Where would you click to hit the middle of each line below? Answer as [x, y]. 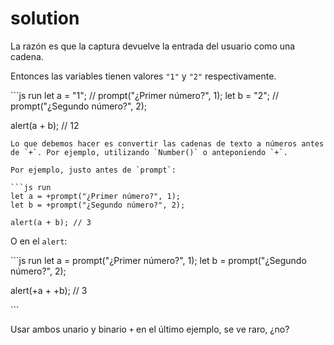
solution [45, 18]
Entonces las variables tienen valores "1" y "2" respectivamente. [143, 76]
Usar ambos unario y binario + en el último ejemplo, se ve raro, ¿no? [150, 329]
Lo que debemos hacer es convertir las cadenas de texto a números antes [167, 143]
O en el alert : [39, 241]
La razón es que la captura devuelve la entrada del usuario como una [153, 46]
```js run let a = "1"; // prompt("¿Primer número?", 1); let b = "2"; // [145, 95]
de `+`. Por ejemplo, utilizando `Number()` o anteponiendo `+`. [149, 152]
